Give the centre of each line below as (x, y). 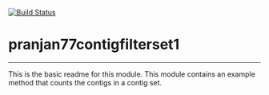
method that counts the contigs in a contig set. (85, 82)
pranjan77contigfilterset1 (94, 45)
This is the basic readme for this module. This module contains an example (132, 74)
